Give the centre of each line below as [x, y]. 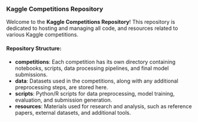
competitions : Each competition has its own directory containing [95, 62]
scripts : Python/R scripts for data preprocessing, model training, [95, 93]
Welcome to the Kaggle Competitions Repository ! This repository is [91, 22]
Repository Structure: [34, 48]
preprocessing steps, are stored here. [61, 87]
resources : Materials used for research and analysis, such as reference [103, 106]
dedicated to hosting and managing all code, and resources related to [92, 28]
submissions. [31, 74]
